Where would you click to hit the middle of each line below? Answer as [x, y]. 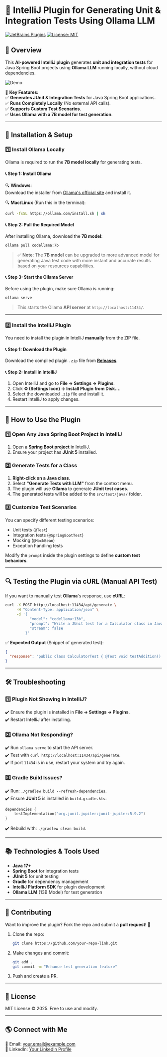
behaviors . [17, 560]
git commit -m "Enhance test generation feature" [65, 967]
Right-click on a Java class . [41, 478]
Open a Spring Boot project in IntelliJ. [51, 447]
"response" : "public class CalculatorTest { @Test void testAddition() [85, 657]
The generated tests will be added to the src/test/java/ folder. [77, 494]
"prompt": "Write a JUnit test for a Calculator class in [91, 623]
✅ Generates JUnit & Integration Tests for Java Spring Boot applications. [81, 97]
